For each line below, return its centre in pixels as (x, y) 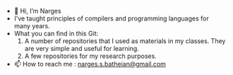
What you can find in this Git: (56, 33)
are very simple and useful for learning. (82, 48)
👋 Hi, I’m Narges (37, 11)
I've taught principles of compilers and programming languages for (112, 18)
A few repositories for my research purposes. (90, 56)
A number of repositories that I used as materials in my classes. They (125, 41)
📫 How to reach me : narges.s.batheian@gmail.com (90, 64)
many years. (32, 26)
